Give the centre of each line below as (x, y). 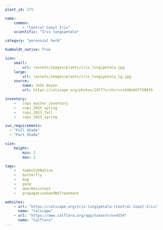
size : (10, 144)
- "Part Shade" (25, 135)
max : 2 (29, 157)
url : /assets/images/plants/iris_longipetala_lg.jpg (77, 77)
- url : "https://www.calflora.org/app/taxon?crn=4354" (70, 216)
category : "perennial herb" (33, 41)
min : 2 (29, 153)
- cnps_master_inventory (41, 103)
